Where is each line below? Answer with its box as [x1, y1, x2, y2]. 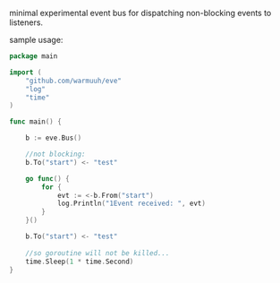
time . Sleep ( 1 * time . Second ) [25, 257, 134, 266]
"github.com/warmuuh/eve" [25, 76, 123, 85]
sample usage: [9, 35, 64, 45]
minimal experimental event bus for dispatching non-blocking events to [9, 8, 272, 18]
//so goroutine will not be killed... [25, 248, 170, 258]
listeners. [9, 17, 43, 28]
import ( [9, 67, 42, 77]
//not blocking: [25, 150, 87, 159]
